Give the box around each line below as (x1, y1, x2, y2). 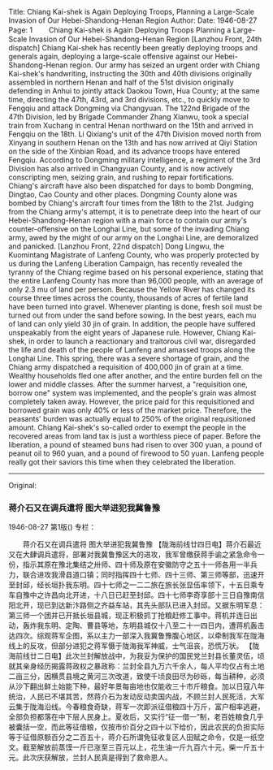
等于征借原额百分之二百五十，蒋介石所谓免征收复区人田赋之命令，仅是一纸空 (8, 733, 265, 742)
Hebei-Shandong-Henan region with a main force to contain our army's (8, 215, 248, 225)
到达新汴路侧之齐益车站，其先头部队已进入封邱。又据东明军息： (50, 600, 265, 610)
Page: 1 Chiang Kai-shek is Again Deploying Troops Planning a (8, 25, 232, 35)
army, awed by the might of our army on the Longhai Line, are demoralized (8, 233, 258, 242)
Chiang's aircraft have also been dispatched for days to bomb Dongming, (8, 181, 254, 190)
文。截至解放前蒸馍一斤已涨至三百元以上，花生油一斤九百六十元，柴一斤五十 (8, 742, 265, 752)
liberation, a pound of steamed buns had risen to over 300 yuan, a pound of (8, 440, 262, 449)
